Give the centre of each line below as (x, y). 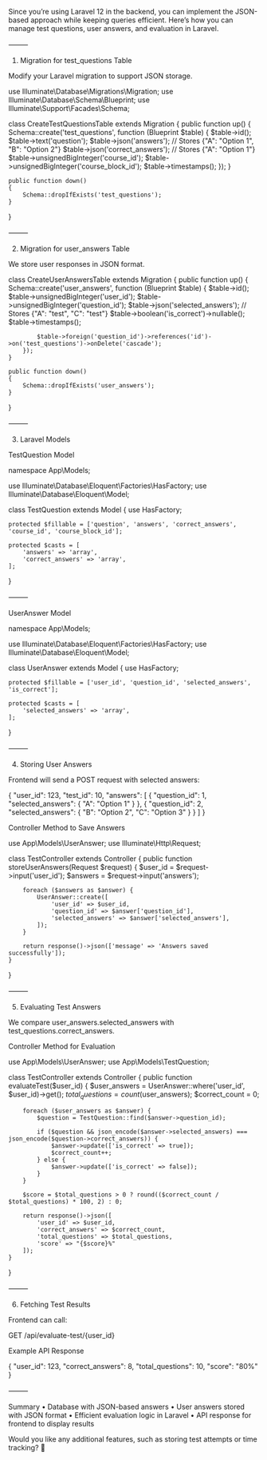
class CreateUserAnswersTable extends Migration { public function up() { (128, 280)
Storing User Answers (56, 764)
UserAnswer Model (40, 613)
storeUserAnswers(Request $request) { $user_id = (91, 867)
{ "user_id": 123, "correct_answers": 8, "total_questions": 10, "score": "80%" (133, 1366)
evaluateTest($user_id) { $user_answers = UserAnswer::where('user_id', (127, 1086)
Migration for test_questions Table (76, 60)
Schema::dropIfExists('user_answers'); (89, 386)
